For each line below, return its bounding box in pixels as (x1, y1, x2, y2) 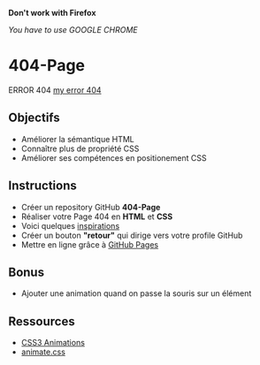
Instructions (8, 179, 77, 194)
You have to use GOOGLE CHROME (8, 25, 138, 34)
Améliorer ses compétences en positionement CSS (20, 152, 207, 163)
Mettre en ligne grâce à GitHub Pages (20, 239, 159, 250)
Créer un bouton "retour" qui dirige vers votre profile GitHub (20, 230, 243, 240)
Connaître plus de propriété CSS (20, 143, 140, 154)
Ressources (8, 314, 76, 329)
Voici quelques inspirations (20, 220, 120, 231)
